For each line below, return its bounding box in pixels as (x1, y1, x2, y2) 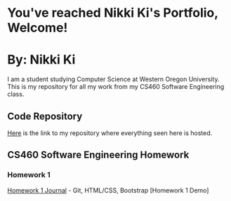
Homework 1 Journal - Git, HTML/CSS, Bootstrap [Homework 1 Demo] (7, 186, 209, 194)
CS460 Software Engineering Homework (7, 149, 190, 161)
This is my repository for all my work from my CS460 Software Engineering (7, 83, 225, 91)
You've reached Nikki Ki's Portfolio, (7, 5, 218, 21)
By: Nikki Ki (7, 52, 76, 68)
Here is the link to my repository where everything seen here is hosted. (7, 128, 213, 137)
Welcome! (7, 20, 68, 36)
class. (7, 90, 25, 99)
